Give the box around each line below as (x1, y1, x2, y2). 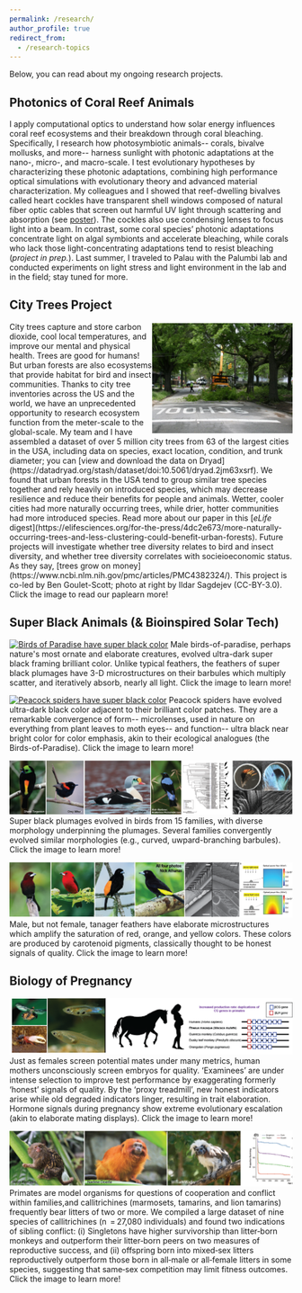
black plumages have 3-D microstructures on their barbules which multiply (9, 667, 286, 678)
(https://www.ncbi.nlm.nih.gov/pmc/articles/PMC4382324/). (9, 569, 234, 580)
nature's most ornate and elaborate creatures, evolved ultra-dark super (9, 648, 273, 659)
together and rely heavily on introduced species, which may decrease (9, 484, 268, 495)
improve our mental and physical (9, 340, 130, 351)
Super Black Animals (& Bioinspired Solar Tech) (9, 615, 280, 630)
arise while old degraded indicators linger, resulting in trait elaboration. (9, 1093, 271, 1104)
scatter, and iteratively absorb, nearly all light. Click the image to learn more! (9, 677, 292, 688)
